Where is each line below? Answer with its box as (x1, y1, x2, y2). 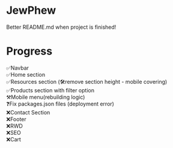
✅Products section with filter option (6, 86, 95, 93)
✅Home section (6, 71, 46, 78)
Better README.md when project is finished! (6, 23, 117, 31)
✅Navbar (6, 64, 29, 71)
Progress (6, 44, 53, 58)
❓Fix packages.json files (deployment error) (6, 100, 114, 107)
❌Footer (6, 115, 27, 123)
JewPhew (6, 4, 56, 17)
